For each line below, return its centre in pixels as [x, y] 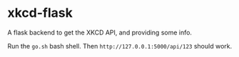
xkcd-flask [40, 13]
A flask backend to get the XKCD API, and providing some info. [100, 32]
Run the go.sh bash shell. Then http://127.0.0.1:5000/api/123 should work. [120, 46]
